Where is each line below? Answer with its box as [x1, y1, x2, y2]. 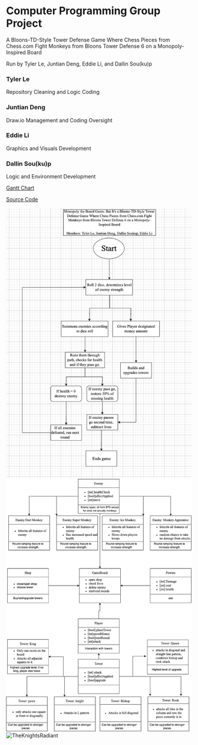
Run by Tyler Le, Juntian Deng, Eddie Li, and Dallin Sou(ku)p [6, 60, 152, 67]
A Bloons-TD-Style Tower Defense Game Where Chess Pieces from [6, 36, 170, 43]
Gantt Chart [6, 184, 35, 191]
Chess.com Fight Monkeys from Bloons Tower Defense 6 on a [6, 43, 157, 50]
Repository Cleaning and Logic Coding [6, 89, 100, 96]
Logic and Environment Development [6, 173, 96, 180]
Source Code [6, 196, 38, 203]
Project [6, 17, 42, 30]
